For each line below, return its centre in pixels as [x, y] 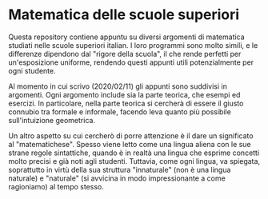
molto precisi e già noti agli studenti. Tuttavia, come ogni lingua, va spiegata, [134, 161]
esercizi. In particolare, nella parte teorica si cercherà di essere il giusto [126, 103]
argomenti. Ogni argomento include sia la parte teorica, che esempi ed [124, 94]
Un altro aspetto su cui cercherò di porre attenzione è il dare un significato [131, 135]
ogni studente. [32, 70]
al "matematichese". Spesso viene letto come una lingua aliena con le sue [130, 144]
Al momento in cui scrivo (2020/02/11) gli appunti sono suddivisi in [118, 86]
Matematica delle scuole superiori [124, 15]
